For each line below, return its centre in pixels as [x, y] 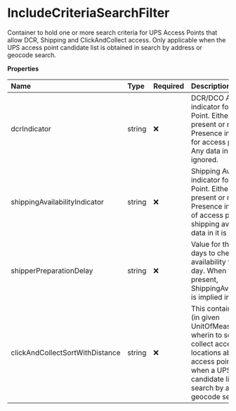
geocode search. [32, 55]
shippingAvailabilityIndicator [57, 202]
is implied [206, 297]
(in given [205, 317]
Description [211, 86]
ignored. [205, 159]
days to [203, 253]
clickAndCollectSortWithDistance [66, 352]
